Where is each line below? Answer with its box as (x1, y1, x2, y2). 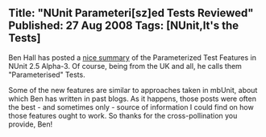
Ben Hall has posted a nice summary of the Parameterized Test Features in (8, 52, 256, 62)
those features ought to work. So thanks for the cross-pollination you (8, 111, 238, 120)
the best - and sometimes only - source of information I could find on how (8, 102, 254, 111)
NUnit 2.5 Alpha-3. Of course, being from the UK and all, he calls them (8, 61, 242, 71)
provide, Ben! (8, 119, 53, 129)
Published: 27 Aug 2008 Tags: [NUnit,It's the (8, 19, 239, 33)
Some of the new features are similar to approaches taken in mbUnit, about (8, 85, 258, 95)
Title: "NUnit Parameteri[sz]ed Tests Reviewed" (8, 6, 254, 20)
